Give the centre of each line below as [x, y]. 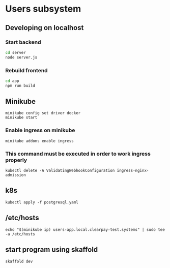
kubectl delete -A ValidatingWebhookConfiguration [60, 171]
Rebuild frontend [26, 70]
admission [16, 175]
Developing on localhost [45, 28]
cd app [12, 81]
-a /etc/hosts [20, 234]
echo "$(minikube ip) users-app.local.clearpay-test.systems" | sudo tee [85, 229]
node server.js [21, 57]
